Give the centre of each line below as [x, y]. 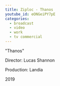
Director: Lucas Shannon [30, 60]
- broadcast [22, 23]
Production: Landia [24, 69]
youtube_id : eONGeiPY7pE [30, 14]
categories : [17, 19]
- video [17, 28]
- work [16, 32]
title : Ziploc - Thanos [29, 10]
